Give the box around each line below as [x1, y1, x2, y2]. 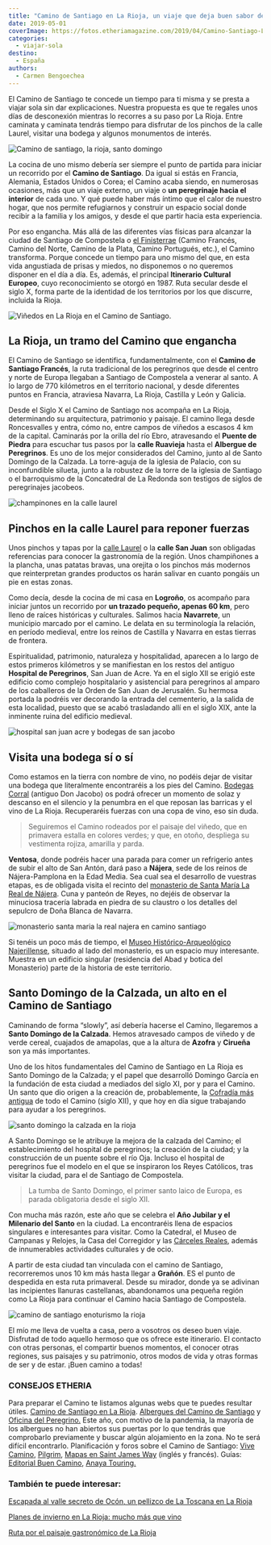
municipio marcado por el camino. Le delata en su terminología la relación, [8, 619, 256, 628]
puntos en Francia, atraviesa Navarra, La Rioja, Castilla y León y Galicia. [8, 390, 246, 399]
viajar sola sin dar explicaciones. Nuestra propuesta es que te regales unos [8, 102, 258, 112]
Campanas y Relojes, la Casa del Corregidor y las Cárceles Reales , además [8, 1235, 258, 1245]
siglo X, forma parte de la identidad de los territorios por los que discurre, [8, 286, 252, 296]
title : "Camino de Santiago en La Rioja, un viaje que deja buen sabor [8, 11, 254, 20]
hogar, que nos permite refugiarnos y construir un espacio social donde [8, 203, 248, 212]
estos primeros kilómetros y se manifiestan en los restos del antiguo [8, 660, 236, 670]
